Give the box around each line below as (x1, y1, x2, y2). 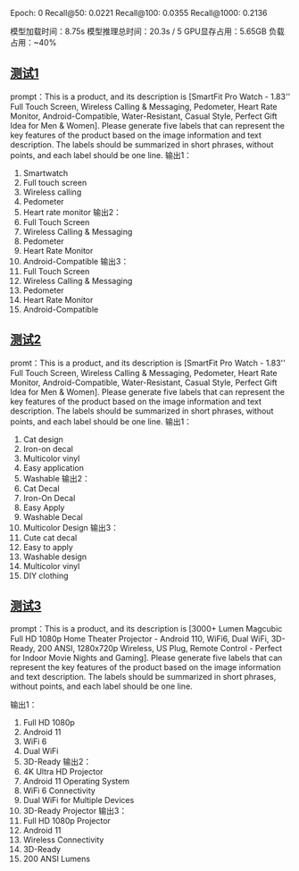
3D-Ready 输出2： (22, 757, 92, 767)
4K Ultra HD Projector (22, 766, 104, 777)
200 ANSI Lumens (22, 853, 91, 865)
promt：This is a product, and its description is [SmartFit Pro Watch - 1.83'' (10, 357, 287, 368)
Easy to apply (22, 541, 74, 552)
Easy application (22, 462, 84, 473)
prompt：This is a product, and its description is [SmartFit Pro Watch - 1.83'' (10, 91, 291, 102)
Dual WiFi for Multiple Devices (22, 795, 135, 806)
